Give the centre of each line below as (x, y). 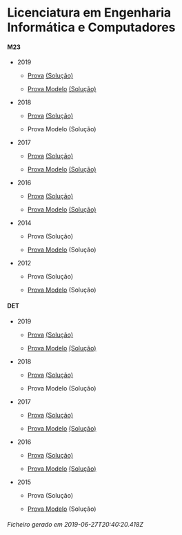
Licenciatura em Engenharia (89, 13)
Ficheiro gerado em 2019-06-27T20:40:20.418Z (75, 525)
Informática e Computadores (91, 27)
